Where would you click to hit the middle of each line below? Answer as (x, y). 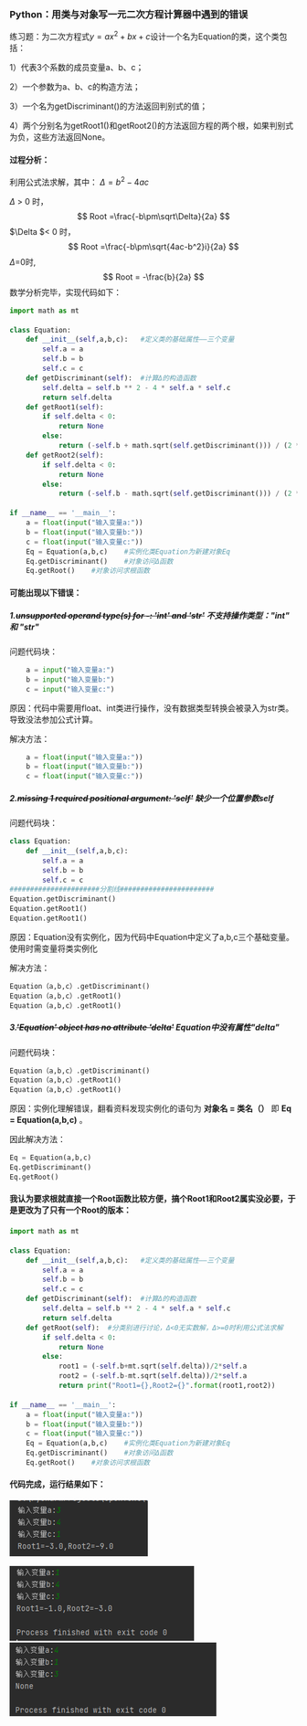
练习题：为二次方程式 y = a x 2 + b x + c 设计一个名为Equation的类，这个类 (145, 36)
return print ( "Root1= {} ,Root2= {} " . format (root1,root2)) (167, 1386)
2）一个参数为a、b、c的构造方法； (75, 86)
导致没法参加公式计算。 (53, 719)
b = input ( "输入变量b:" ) (70, 679)
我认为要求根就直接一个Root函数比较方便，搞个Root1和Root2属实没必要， (148, 1199)
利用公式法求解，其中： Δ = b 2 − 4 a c (79, 181)
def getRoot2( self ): (65, 455)
